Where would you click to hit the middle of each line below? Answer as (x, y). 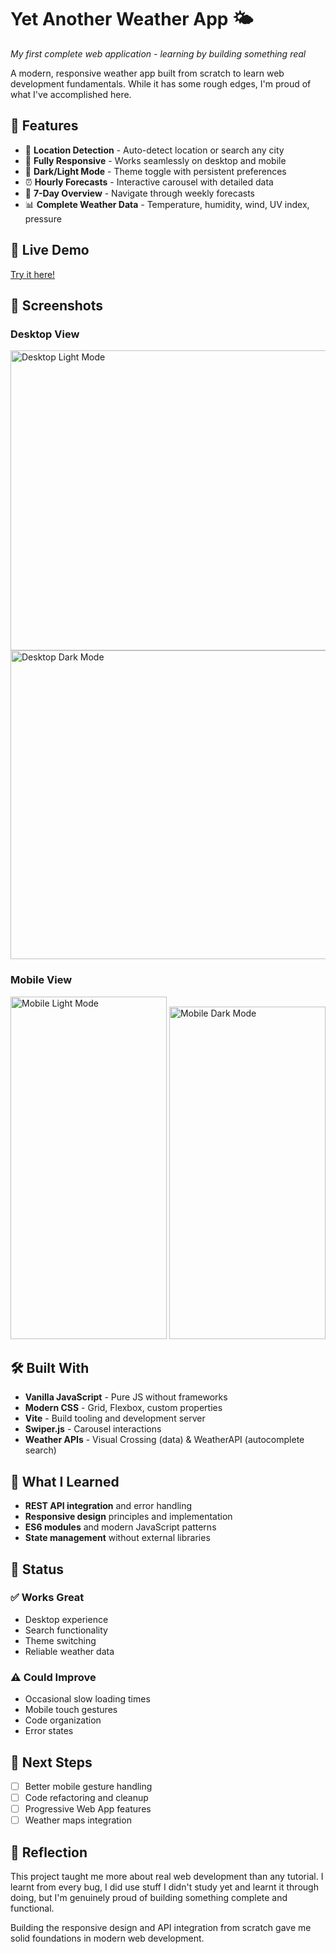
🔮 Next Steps (51, 1762)
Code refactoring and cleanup (86, 1798)
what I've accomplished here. (71, 94)
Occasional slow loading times (87, 1699)
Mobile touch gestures (71, 1710)
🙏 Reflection (49, 1852)
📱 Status (37, 1569)
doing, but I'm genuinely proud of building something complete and (149, 1898)
